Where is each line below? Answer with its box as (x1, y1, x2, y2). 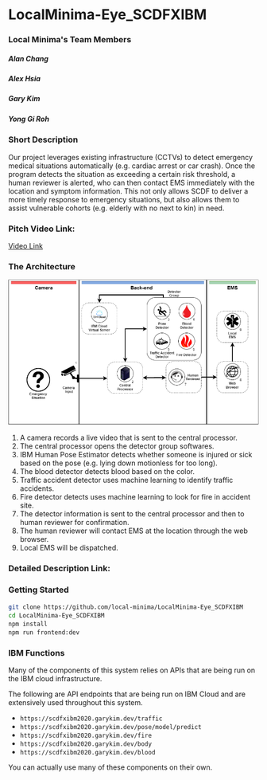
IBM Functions (8, 647, 65, 658)
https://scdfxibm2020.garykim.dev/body (19, 740, 153, 748)
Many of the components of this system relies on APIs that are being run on (8, 665, 256, 675)
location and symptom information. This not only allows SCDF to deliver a (8, 186, 249, 196)
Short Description (8, 134, 79, 145)
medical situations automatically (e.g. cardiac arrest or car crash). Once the (8, 161, 256, 171)
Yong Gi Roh (8, 114, 50, 123)
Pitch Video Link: (8, 223, 75, 234)
